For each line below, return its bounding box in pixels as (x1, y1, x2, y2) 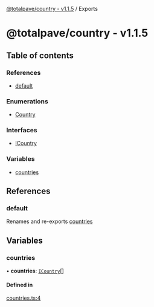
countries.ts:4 (6, 294, 41, 302)
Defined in (6, 281, 33, 288)
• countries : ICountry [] (6, 267, 65, 274)
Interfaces (6, 126, 37, 135)
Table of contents (6, 50, 74, 60)
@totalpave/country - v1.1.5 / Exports (6, 5, 98, 12)
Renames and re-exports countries (6, 218, 93, 225)
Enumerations (6, 97, 48, 105)
